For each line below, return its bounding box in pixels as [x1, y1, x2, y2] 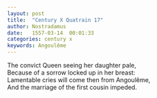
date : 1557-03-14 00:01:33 [7, 29, 95, 37]
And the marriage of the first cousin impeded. [7, 84, 137, 91]
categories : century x [7, 36, 73, 43]
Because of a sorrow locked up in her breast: [7, 68, 136, 77]
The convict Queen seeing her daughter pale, [7, 61, 137, 69]
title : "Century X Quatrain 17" [7, 17, 104, 23]
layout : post [7, 10, 45, 17]
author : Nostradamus [7, 23, 67, 30]
